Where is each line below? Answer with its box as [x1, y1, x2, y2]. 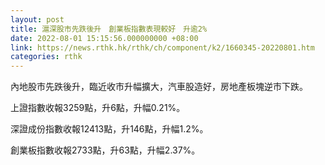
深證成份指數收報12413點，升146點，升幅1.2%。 [10, 123, 209, 135]
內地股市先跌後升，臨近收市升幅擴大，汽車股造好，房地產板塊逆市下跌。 [10, 81, 308, 93]
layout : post [10, 14, 65, 25]
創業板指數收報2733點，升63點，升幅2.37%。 [10, 144, 201, 156]
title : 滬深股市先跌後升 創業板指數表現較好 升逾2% [10, 24, 208, 34]
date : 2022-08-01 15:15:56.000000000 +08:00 [10, 33, 199, 43]
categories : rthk [10, 52, 83, 62]
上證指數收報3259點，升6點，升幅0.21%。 [10, 102, 186, 114]
